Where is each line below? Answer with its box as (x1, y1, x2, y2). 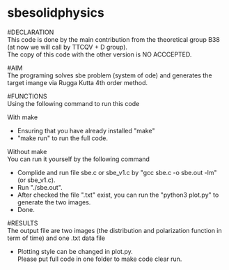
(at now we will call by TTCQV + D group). (7, 43, 127, 51)
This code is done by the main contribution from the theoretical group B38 (7, 35, 221, 43)
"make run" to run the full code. (17, 134, 109, 142)
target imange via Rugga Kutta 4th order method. (7, 78, 148, 87)
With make (7, 113, 38, 121)
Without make (7, 147, 47, 156)
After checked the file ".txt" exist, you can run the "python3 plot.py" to (17, 190, 219, 199)
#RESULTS (7, 218, 38, 227)
